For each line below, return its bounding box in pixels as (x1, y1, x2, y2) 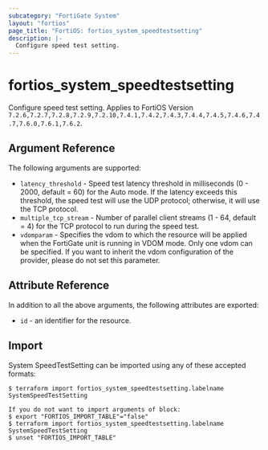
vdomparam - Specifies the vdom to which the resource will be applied (19, 230, 247, 239)
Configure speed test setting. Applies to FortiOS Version (8, 103, 194, 112)
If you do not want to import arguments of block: (8, 405, 181, 414)
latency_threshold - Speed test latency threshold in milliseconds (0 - (19, 178, 249, 188)
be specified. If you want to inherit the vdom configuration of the (19, 247, 234, 256)
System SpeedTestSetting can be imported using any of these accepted (8, 360, 246, 370)
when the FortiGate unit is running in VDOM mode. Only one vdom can (19, 238, 253, 247)
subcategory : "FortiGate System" (8, 11, 120, 20)
